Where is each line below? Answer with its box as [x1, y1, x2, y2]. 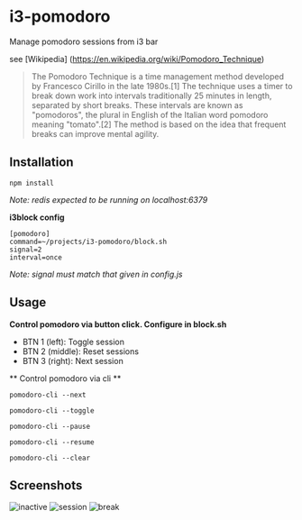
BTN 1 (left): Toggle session [22, 336, 124, 347]
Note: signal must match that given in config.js [9, 269, 183, 279]
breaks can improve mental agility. [31, 128, 160, 139]
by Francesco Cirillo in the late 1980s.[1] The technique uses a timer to [31, 80, 293, 91]
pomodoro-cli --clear [9, 453, 91, 462]
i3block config [9, 212, 65, 223]
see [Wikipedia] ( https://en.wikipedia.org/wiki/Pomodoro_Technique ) [9, 53, 265, 64]
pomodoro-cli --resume [9, 437, 95, 447]
